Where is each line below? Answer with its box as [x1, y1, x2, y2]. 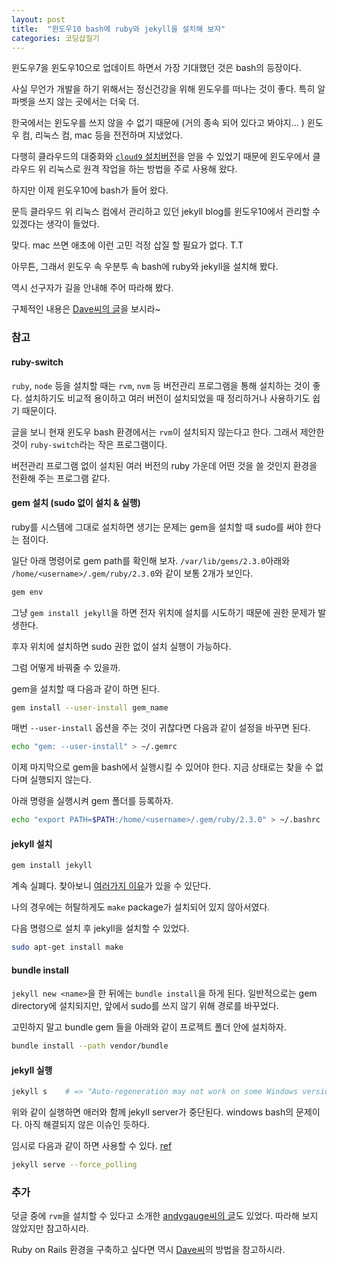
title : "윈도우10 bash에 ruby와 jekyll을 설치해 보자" [11, 24, 226, 34]
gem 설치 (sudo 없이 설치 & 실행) [11, 497, 141, 509]
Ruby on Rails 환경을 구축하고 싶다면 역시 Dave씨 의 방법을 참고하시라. [11, 1244, 286, 1256]
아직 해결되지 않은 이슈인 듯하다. [24, 1119, 150, 1131]
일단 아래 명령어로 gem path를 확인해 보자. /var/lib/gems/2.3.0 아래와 [11, 554, 291, 566]
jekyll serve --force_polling [11, 1160, 138, 1170]
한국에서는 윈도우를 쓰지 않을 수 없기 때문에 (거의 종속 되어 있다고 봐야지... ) [11, 117, 305, 129]
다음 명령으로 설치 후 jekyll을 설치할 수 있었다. [11, 922, 190, 935]
